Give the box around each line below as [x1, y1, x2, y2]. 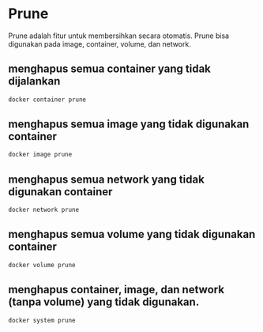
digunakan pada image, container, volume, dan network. [8, 39, 191, 48]
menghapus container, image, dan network [8, 283, 225, 296]
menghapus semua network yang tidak [8, 172, 205, 186]
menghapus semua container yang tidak [8, 62, 212, 76]
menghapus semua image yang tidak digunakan [8, 118, 250, 131]
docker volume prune [8, 261, 77, 269]
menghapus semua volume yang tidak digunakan [8, 228, 256, 241]
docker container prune [8, 96, 87, 104]
